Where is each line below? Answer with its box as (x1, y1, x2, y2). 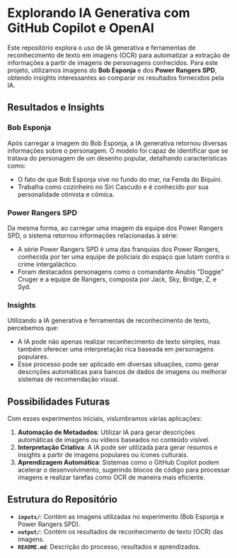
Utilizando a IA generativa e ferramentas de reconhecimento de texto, (7, 316, 211, 325)
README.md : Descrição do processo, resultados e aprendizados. (17, 542, 201, 551)
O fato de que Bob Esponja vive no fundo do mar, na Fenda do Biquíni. (17, 175, 223, 183)
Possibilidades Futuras (7, 395, 110, 407)
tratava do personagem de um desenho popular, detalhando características (7, 153, 228, 162)
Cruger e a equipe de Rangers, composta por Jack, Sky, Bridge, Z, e (17, 274, 217, 284)
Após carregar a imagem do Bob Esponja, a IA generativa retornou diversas (7, 139, 228, 147)
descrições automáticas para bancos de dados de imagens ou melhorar (17, 368, 228, 376)
